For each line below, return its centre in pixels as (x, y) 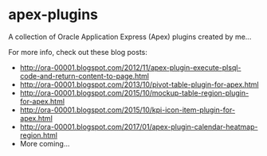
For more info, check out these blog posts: (78, 52)
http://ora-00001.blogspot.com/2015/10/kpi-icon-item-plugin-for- (128, 110)
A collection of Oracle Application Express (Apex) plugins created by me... (130, 37)
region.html (39, 135)
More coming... (45, 143)
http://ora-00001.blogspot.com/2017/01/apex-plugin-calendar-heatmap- (139, 127)
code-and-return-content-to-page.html (84, 76)
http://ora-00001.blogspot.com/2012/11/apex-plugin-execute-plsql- (130, 67)
